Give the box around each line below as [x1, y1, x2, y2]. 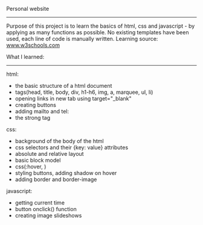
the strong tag [14, 114, 51, 121]
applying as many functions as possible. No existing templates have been [6, 29, 189, 35]
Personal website [6, 5, 50, 12]
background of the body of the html [14, 138, 104, 144]
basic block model [14, 156, 61, 164]
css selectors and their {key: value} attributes [14, 144, 129, 151]
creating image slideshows [14, 212, 82, 219]
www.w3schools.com [6, 42, 60, 49]
